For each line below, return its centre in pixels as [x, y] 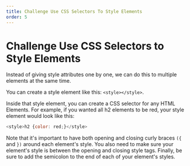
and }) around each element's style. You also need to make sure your [90, 144]
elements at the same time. [39, 81]
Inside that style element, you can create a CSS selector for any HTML [91, 104]
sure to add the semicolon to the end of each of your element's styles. [91, 157]
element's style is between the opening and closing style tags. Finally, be [94, 151]
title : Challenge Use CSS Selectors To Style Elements [74, 11]
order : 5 [17, 17]
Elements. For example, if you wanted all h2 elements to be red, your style [95, 110]
